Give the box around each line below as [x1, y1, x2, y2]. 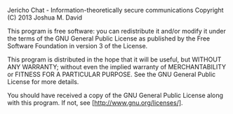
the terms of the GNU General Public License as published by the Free [7, 34, 211, 43]
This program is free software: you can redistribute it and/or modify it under [7, 27, 226, 35]
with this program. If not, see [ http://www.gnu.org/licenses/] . [7, 99, 184, 107]
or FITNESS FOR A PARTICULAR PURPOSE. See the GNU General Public [7, 70, 216, 78]
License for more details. [7, 78, 79, 86]
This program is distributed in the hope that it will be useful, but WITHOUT [7, 55, 222, 64]
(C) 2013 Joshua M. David [7, 13, 83, 22]
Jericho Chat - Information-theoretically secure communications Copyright [7, 6, 224, 14]
